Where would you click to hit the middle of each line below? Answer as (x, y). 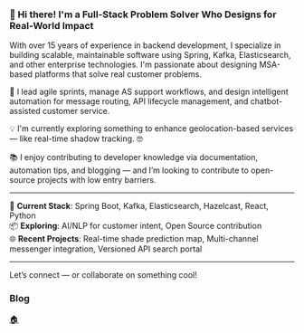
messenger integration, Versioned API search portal (106, 249)
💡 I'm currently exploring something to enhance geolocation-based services (152, 128)
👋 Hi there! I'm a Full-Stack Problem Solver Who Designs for (143, 14)
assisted (25, 111)
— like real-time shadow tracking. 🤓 (76, 138)
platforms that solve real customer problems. (118, 74)
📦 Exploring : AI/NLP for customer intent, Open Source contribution (136, 226)
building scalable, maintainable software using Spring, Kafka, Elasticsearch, (150, 55)
